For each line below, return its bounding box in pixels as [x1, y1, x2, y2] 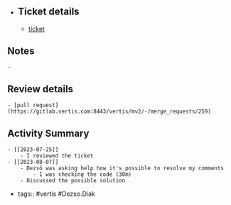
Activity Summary [7, 127, 90, 139]
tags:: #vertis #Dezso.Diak [17, 189, 96, 198]
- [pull [7, 102, 31, 109]
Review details [7, 83, 73, 95]
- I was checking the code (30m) [33, 171, 132, 178]
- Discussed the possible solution [20, 177, 126, 184]
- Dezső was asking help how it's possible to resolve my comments [20, 165, 224, 172]
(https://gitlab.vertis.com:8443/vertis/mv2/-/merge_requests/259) [7, 108, 212, 116]
